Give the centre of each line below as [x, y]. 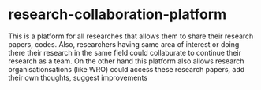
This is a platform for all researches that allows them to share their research [131, 36]
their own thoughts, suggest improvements [78, 77]
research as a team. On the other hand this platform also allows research [126, 61]
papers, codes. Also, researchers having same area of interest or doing [124, 44]
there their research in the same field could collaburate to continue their [125, 52]
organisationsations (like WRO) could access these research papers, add [127, 69]
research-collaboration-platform [117, 14]
